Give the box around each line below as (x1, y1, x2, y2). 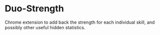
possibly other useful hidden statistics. (5, 24, 86, 30)
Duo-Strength (5, 3, 64, 14)
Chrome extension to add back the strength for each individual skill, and (5, 19, 155, 25)
